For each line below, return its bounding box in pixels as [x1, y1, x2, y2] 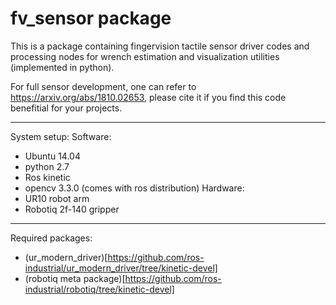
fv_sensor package [10, 7, 172, 30]
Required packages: [10, 232, 93, 244]
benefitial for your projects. [10, 102, 123, 114]
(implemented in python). [10, 61, 115, 73]
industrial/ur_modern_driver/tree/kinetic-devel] [24, 262, 218, 274]
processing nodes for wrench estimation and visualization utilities [10, 50, 280, 62]
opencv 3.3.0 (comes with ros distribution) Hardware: [24, 182, 245, 194]
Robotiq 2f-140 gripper [24, 203, 120, 215]
